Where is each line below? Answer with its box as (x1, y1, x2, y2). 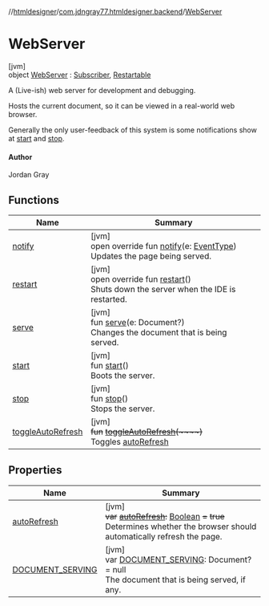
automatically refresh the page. (105, 531, 223, 542)
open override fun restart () (90, 273, 191, 284)
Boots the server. (90, 369, 155, 380)
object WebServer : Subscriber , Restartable (8, 70, 151, 79)
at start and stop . (8, 133, 65, 143)
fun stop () (90, 392, 128, 404)
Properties (8, 463, 62, 477)
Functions (8, 193, 60, 207)
